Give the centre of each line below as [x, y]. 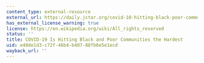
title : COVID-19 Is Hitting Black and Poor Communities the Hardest [95, 40]
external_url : [24, 17]
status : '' [20, 34]
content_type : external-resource [49, 12]
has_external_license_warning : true [53, 23]
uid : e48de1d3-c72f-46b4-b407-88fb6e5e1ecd [62, 46]
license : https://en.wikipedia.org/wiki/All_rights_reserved [85, 28]
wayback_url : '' [27, 51]
